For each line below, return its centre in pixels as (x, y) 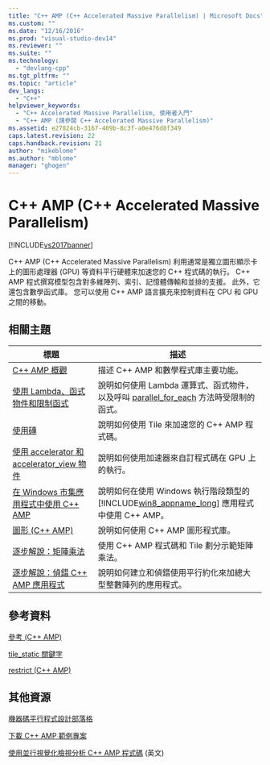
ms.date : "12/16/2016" (46, 31)
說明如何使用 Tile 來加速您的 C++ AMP (170, 424)
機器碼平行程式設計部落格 (51, 718)
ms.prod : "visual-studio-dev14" (62, 38)
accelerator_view (44, 464)
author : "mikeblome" (43, 151)
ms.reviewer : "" (35, 46)
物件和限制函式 (41, 403)
